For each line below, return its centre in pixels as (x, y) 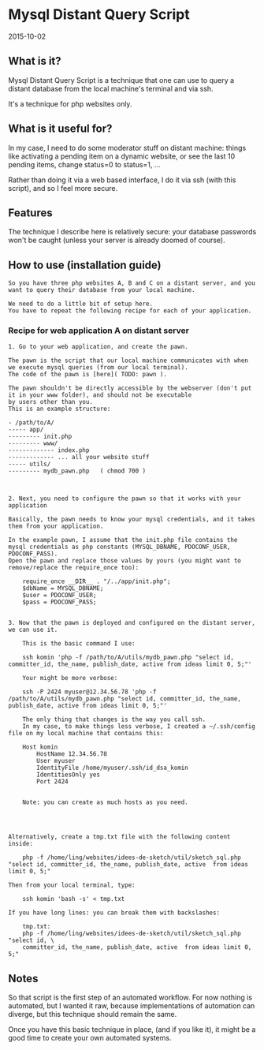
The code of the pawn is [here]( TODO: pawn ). (88, 375)
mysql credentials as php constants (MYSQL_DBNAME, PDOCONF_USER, (119, 547)
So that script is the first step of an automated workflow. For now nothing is (130, 998)
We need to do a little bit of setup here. (81, 304)
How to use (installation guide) (85, 265)
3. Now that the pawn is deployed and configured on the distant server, (132, 623)
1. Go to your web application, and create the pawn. (99, 347)
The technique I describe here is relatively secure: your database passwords (132, 232)
